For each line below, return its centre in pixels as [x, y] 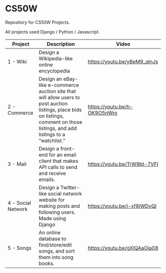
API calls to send [58, 167]
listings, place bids [60, 110]
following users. [57, 212]
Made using [52, 218]
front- [67, 149]
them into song [56, 257]
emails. [47, 179]
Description [61, 44]
